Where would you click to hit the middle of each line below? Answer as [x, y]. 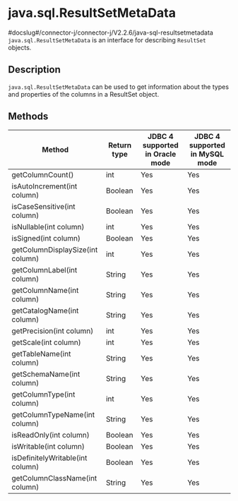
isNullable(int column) [48, 227]
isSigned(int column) [46, 238]
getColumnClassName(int [54, 478]
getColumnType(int [43, 394]
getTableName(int [41, 354]
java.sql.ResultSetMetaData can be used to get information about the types [118, 87]
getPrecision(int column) [53, 331]
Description [34, 70]
